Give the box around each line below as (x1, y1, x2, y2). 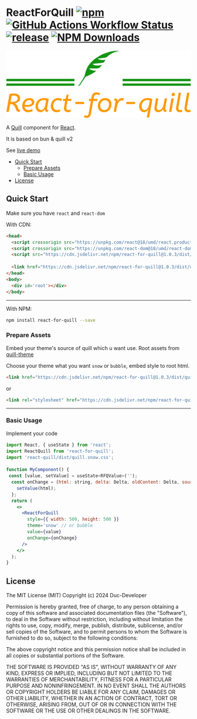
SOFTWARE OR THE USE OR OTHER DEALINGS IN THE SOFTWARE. (6, 707, 171, 714)
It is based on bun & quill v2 (6, 135, 73, 142)
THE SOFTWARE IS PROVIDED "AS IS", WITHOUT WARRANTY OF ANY (6, 664, 177, 671)
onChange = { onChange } (27, 535, 77, 541)
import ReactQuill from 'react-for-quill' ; (6, 448, 114, 454)
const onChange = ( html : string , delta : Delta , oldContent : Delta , (11, 480, 180, 485)
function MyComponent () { (6, 467, 69, 473)
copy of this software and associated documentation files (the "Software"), (6, 610, 188, 617)
